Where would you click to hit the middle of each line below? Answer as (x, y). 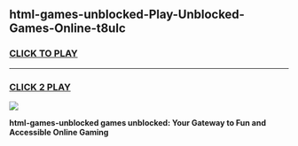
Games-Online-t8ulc (67, 29)
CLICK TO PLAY (43, 54)
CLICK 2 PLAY (40, 87)
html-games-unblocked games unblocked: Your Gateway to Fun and (138, 122)
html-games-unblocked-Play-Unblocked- (127, 15)
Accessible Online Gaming (59, 132)
